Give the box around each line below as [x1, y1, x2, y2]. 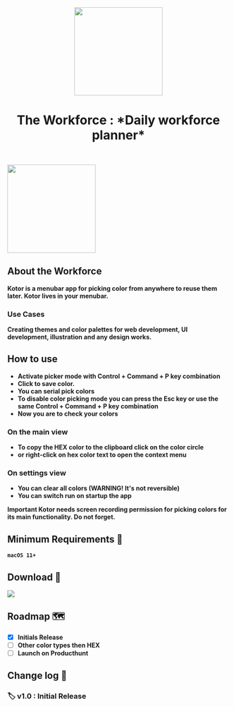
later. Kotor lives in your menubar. [7, 291, 109, 300]
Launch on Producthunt [17, 649, 89, 658]
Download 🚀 [7, 571, 61, 583]
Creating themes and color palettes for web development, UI [7, 325, 188, 334]
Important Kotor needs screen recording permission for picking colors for [7, 505, 227, 514]
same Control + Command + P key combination [17, 401, 159, 410]
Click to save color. [17, 379, 75, 387]
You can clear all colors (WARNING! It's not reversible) [17, 484, 180, 493]
